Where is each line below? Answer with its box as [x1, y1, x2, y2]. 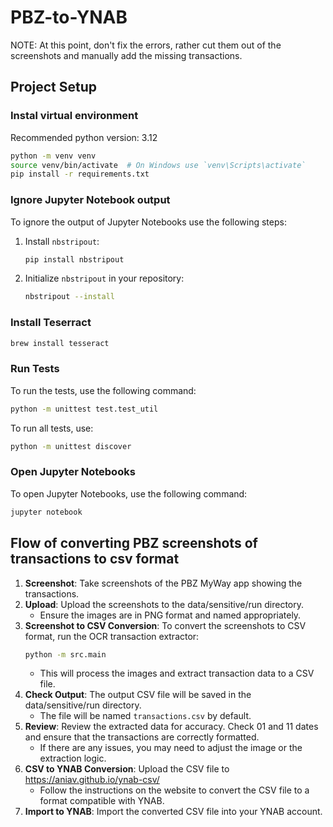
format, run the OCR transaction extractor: [24, 630, 200, 642]
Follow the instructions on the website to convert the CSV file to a [39, 784, 310, 796]
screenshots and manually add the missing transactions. [10, 49, 243, 61]
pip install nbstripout [24, 254, 125, 265]
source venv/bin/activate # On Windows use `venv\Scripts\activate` [10, 160, 307, 170]
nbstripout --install [24, 292, 115, 302]
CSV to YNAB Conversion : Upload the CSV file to [24, 763, 230, 775]
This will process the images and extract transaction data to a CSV [39, 667, 315, 680]
